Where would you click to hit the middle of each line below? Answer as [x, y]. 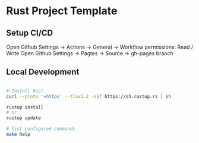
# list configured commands [41, 129]
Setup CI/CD [30, 33]
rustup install [25, 107]
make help [18, 135]
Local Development [43, 72]
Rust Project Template [62, 11]
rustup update [24, 118]
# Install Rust [25, 91]
